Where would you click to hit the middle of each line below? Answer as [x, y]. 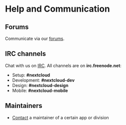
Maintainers [24, 106]
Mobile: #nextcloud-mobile [40, 90]
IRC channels [26, 54]
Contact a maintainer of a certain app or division [61, 117]
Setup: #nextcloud [31, 75]
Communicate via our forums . [35, 38]
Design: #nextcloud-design [40, 85]
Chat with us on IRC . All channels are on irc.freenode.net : [63, 65]
